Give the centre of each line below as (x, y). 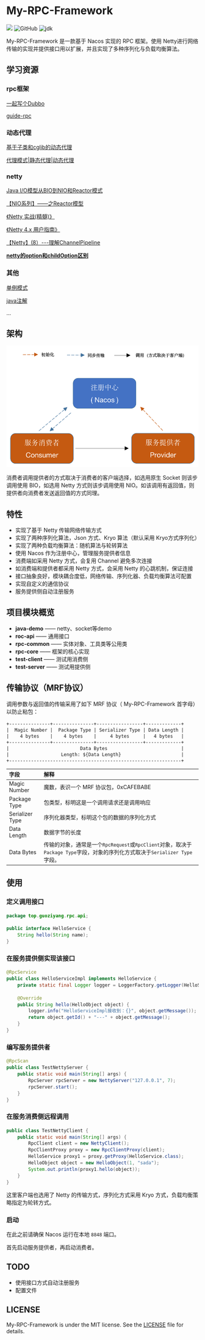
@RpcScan (17, 1061)
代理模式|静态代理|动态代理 (40, 160)
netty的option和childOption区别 (47, 256)
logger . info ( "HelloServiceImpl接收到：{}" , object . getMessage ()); (113, 1011)
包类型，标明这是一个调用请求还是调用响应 (97, 802)
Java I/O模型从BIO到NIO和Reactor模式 (55, 191)
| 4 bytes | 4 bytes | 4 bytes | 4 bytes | (95, 736)
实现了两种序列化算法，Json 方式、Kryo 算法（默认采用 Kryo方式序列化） (107, 538)
